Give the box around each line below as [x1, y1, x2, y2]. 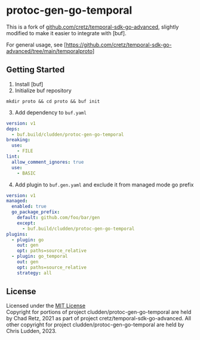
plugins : [6, 231, 28, 237]
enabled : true [11, 204, 47, 210]
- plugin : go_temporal [11, 254, 68, 260]
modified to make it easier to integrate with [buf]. [6, 29, 127, 36]
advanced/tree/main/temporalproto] [6, 47, 95, 54]
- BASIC [17, 170, 36, 176]
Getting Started [6, 65, 65, 75]
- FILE [17, 148, 33, 154]
